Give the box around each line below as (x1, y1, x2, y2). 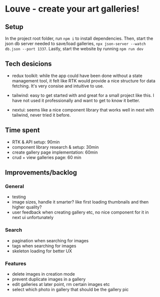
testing (12, 194, 26, 200)
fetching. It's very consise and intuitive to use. (12, 83, 104, 89)
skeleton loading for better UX (12, 248, 73, 254)
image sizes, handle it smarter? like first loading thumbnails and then (12, 199, 149, 205)
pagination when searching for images (12, 237, 89, 243)
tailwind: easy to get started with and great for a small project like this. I (12, 92, 155, 98)
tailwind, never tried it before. (12, 112, 71, 118)
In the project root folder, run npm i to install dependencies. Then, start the (5, 35, 153, 41)
